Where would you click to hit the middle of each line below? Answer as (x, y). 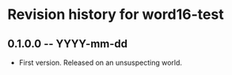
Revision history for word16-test (116, 15)
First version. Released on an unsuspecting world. (101, 62)
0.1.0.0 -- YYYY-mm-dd (68, 44)
